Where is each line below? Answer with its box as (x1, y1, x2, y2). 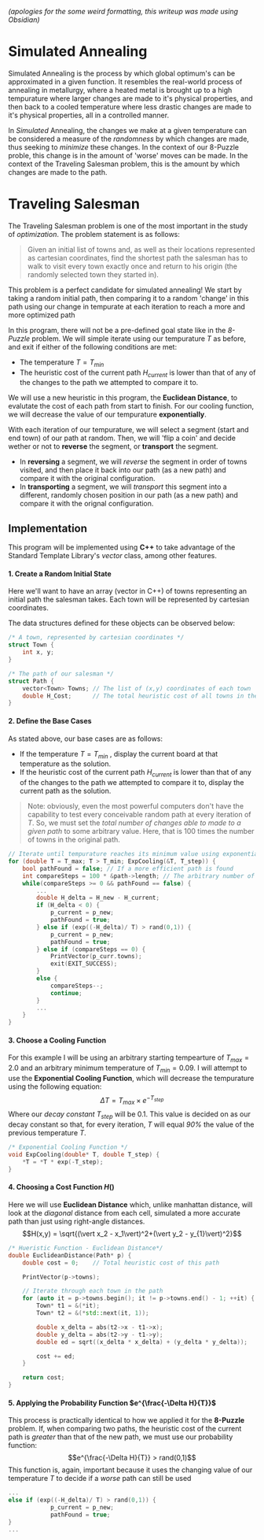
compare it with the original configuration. (19, 474, 156, 483)
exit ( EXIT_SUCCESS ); (49, 960, 118, 968)
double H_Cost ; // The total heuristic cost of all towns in (22, 692, 244, 700)
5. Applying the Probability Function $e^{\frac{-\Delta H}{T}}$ (8, 1397, 216, 1408)
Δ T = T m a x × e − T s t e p (100, 1094, 164, 1107)
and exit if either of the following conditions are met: (8, 342, 178, 351)
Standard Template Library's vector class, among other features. (8, 551, 218, 561)
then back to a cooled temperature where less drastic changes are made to (8, 102, 251, 111)
